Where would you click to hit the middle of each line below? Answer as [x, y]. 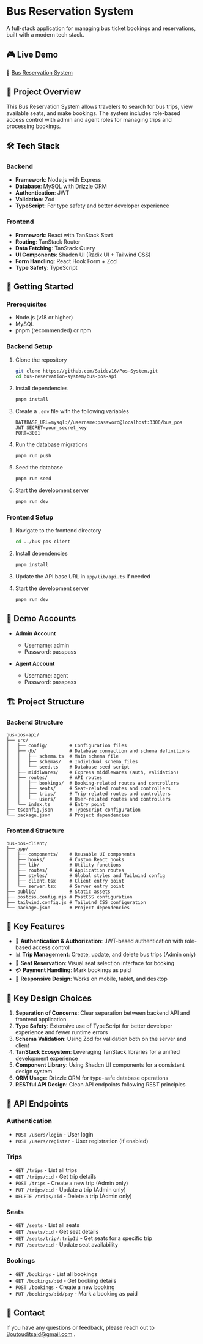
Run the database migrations [51, 444]
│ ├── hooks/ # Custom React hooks [65, 859]
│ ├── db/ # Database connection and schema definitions [98, 751]
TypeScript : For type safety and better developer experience [92, 206]
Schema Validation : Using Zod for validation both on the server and [101, 1039]
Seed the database [39, 468]
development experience [46, 1058]
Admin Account [35, 633]
